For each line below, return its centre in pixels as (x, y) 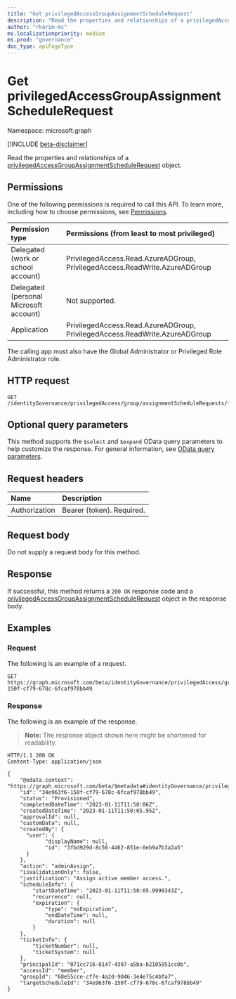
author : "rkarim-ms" (38, 27)
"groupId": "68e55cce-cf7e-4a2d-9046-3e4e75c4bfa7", (99, 977)
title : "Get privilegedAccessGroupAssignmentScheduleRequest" (100, 14)
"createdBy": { (42, 829)
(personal (27, 296)
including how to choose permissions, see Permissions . (88, 211)
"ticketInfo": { (44, 940)
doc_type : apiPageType (40, 46)
